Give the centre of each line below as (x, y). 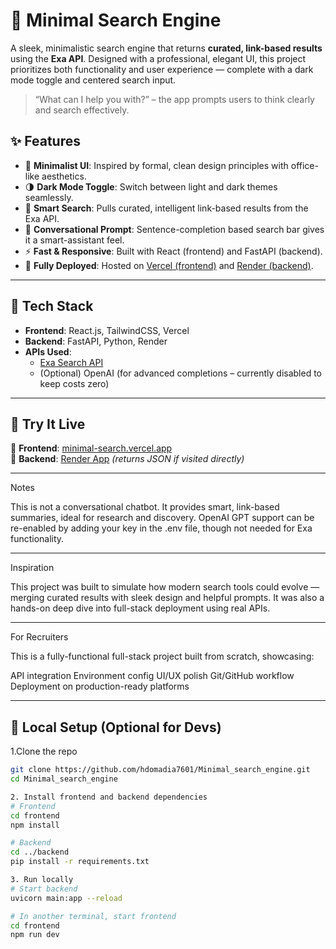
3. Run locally (42, 880)
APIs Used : (48, 351)
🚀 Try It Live (48, 424)
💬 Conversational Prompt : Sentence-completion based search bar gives (174, 229)
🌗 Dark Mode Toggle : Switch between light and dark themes (151, 186)
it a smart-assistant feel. (74, 240)
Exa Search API (71, 362)
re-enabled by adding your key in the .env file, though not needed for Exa (161, 528)
